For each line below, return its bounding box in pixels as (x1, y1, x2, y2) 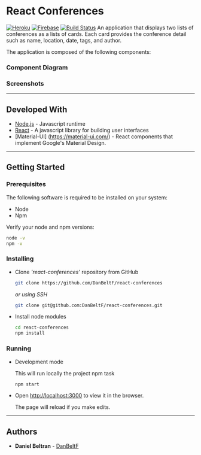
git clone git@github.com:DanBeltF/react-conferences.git (14, 302, 163, 308)
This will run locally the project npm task (14, 369, 115, 377)
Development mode (14, 358, 64, 365)
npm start (14, 381, 40, 387)
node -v (6, 235, 26, 241)
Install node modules (14, 313, 67, 320)
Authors (6, 426, 38, 436)
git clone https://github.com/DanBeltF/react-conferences (14, 280, 163, 286)
